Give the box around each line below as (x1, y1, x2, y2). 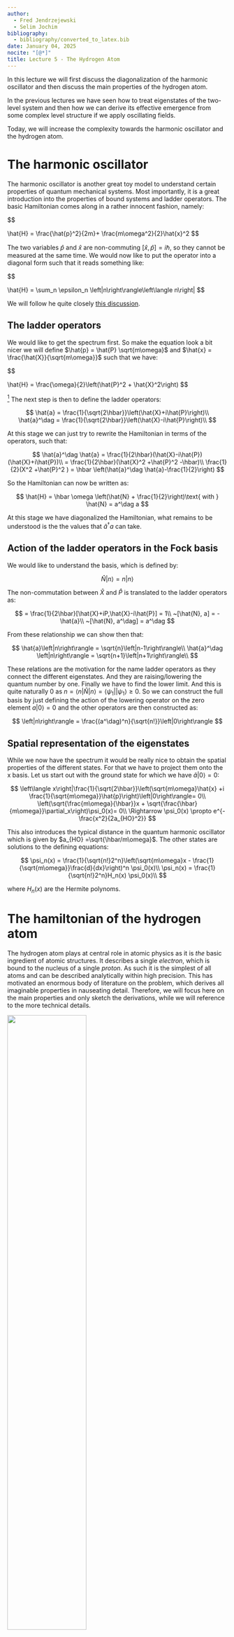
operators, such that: (7, 437, 68, 445)
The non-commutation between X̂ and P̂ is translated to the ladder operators (7, 588, 228, 596)
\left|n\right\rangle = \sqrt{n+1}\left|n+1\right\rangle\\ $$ (36, 651, 198, 659)
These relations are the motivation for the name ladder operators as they (7, 665, 217, 673)
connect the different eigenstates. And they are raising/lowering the (7, 672, 203, 680)
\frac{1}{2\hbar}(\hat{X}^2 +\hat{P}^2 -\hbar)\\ (70, 458, 205, 467)
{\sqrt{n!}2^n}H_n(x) (67, 871, 127, 880)
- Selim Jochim (13, 23, 58, 30)
